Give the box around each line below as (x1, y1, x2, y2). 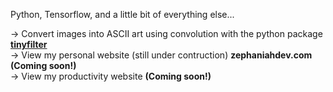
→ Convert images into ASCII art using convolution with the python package (10, 28, 323, 39)
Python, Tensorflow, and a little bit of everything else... (10, 9, 235, 20)
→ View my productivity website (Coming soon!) (10, 70, 212, 82)
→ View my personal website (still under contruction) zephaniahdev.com (10, 49, 313, 61)
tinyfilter (10, 39, 48, 50)
